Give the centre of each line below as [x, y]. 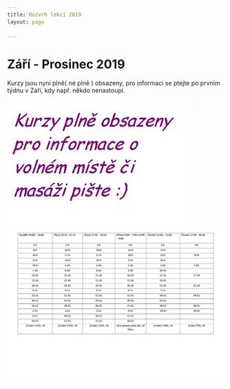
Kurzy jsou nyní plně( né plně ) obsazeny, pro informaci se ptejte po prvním [114, 83]
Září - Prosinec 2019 [66, 64]
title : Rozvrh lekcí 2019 [44, 14]
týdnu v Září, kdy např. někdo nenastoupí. [66, 90]
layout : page [26, 22]
